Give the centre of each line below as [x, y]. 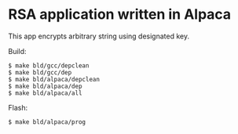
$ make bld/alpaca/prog [47, 122]
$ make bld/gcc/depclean [49, 65]
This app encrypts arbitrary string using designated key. [99, 36]
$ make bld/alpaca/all [45, 93]
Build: [17, 51]
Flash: [18, 107]
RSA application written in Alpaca [120, 14]
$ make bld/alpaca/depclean [54, 79]
